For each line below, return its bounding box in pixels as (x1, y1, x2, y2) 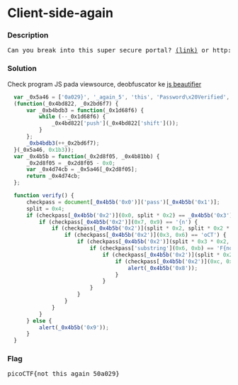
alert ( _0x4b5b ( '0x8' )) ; (127, 264, 198, 272)
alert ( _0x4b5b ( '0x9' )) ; (38, 324, 110, 331)
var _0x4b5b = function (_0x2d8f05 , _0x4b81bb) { (13, 152, 160, 160)
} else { (25, 317, 52, 324)
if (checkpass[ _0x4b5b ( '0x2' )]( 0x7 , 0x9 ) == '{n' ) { (38, 218, 198, 225)
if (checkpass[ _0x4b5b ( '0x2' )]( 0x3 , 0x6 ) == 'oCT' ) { (64, 232, 227, 239)
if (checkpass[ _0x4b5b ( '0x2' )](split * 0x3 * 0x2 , (76, 238, 230, 245)
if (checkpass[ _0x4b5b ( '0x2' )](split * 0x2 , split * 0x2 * (52, 225, 230, 232)
